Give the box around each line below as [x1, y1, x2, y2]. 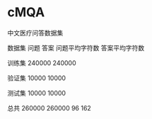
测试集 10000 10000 [7, 89, 66, 97]
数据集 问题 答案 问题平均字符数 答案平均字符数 [7, 43, 145, 52]
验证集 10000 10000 [7, 74, 66, 82]
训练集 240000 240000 [7, 58, 76, 67]
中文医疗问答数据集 [7, 28, 64, 37]
